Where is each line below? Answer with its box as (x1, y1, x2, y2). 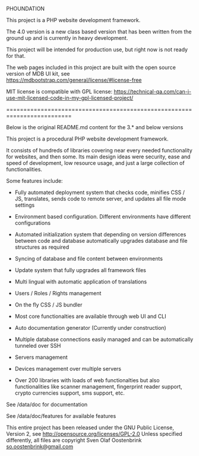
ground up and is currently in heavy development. (6, 35, 128, 41)
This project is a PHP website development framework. (6, 17, 141, 23)
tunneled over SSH (14, 342, 61, 349)
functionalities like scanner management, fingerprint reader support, (14, 383, 182, 390)
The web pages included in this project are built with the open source (6, 64, 176, 71)
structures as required (14, 243, 70, 251)
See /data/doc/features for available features (6, 413, 116, 419)
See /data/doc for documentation (6, 401, 88, 408)
